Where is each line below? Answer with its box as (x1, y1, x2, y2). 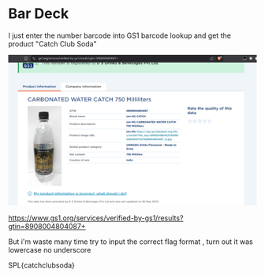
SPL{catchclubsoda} (8, 260, 75, 270)
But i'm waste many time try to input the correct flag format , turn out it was (8, 237, 254, 246)
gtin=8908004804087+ (8, 222, 86, 231)
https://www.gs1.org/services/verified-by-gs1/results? (8, 213, 184, 223)
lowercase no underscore (8, 246, 91, 255)
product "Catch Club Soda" (8, 39, 97, 48)
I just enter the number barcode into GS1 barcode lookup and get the (8, 31, 231, 40)
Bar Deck (8, 5, 69, 23)
